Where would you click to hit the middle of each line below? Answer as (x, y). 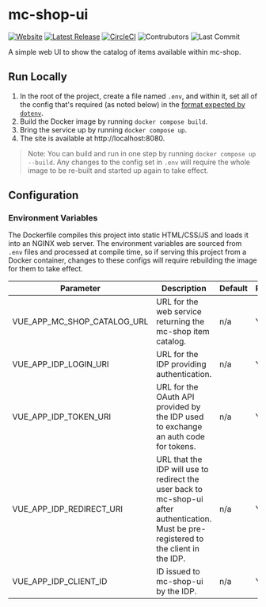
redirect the (178, 479)
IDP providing (181, 364)
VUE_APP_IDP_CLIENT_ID (60, 582)
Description (184, 289)
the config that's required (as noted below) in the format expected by (132, 104)
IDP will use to (182, 470)
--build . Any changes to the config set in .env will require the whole (139, 162)
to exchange (179, 427)
